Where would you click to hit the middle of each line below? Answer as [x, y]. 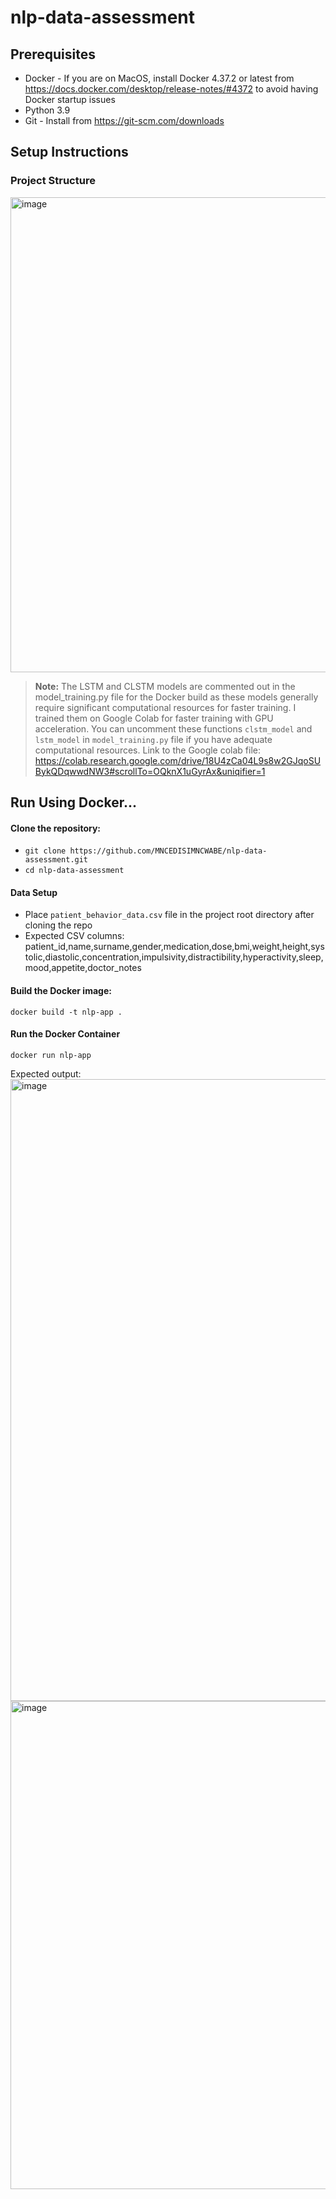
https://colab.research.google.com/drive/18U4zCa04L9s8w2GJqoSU [178, 760]
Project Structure [53, 181]
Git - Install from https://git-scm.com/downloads [124, 120]
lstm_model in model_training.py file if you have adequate [153, 739]
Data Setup [34, 892]
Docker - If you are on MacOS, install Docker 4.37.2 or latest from [159, 78]
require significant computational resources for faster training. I [165, 707]
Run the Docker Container [65, 1034]
